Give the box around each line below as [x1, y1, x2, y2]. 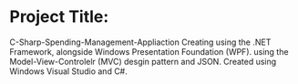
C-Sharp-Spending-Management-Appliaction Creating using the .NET [9, 37, 272, 47]
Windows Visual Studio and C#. [9, 66, 128, 77]
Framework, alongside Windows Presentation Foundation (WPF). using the [9, 46, 289, 57]
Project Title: [9, 6, 109, 27]
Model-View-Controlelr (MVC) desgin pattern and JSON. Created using [9, 56, 277, 67]
